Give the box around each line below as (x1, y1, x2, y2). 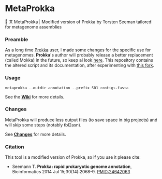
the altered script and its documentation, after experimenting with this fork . (5, 62, 155, 68)
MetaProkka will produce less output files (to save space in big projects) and (5, 117, 158, 123)
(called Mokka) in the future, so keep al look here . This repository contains (5, 57, 153, 63)
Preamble (5, 36, 28, 42)
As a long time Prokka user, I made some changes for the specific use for (5, 47, 151, 53)
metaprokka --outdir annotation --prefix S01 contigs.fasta (5, 85, 129, 90)
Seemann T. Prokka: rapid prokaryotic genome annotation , (12, 164, 132, 169)
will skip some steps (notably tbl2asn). (5, 122, 82, 128)
